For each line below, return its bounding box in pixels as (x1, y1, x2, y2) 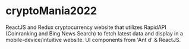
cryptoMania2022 (5, 4, 97, 18)
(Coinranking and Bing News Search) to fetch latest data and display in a (5, 30, 184, 37)
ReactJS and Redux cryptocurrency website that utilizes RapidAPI (5, 24, 167, 31)
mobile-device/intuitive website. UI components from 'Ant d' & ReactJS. (5, 36, 181, 43)
